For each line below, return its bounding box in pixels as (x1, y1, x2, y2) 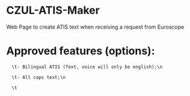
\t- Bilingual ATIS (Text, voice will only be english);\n (11, 64, 163, 70)
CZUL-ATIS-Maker (6, 4, 100, 17)
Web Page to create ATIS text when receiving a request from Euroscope (6, 23, 185, 30)
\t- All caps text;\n (11, 74, 66, 80)
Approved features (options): (6, 44, 155, 58)
